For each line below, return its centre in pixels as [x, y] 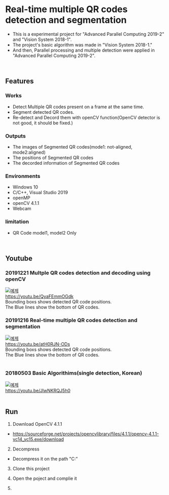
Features [19, 81]
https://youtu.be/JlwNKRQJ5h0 [38, 390]
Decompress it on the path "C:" [45, 459]
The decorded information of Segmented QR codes [66, 163]
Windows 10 [25, 187]
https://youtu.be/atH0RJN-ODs [38, 344]
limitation [17, 222]
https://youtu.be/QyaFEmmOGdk [39, 296]
